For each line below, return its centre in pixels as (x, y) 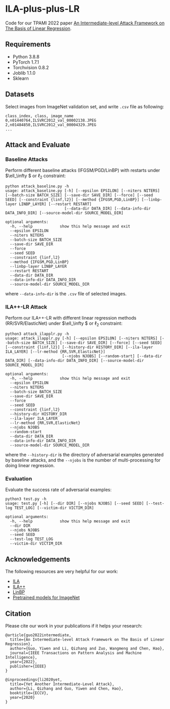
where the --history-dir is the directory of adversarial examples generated (84, 455)
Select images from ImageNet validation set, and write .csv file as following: (85, 106)
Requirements (28, 45)
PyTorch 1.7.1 (26, 62)
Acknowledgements (38, 559)
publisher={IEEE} (28, 667)
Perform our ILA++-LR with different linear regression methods (71, 318)
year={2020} (23, 698)
